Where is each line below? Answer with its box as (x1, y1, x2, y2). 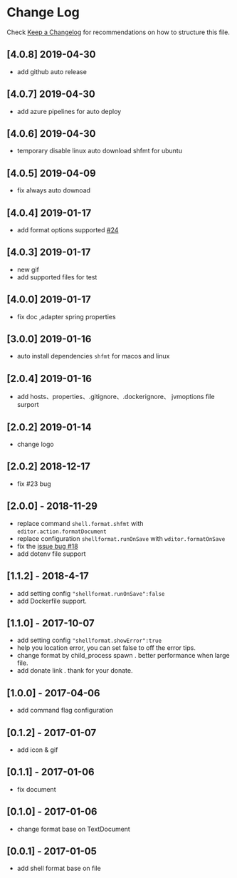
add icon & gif (16, 745, 58, 754)
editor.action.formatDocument (16, 528, 107, 535)
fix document (16, 785, 56, 793)
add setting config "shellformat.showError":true (16, 636, 162, 645)
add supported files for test (16, 272, 98, 282)
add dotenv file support (16, 549, 86, 558)
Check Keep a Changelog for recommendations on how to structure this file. (6, 28, 231, 36)
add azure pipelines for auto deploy (16, 107, 122, 115)
